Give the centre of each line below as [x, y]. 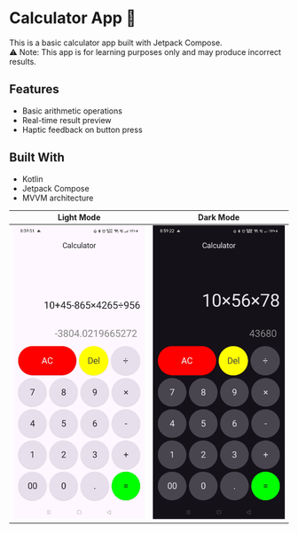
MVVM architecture [58, 198]
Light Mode [79, 217]
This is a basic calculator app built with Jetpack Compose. [116, 43]
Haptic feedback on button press [82, 129]
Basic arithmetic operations [72, 111]
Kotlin [32, 179]
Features [34, 89]
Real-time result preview [67, 120]
